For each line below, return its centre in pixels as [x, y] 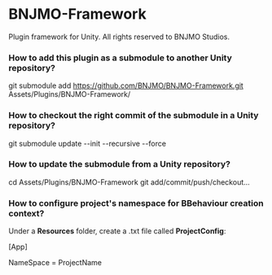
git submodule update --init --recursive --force [88, 143]
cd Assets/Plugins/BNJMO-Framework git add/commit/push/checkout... [129, 182]
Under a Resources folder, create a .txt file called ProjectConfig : [117, 231]
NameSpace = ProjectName [55, 263]
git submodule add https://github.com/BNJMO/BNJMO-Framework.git [126, 85]
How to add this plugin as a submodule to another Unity [120, 58]
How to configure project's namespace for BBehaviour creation [136, 203]
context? [26, 213]
